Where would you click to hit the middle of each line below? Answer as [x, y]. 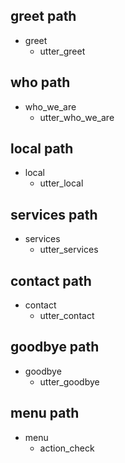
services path [54, 214]
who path [40, 82]
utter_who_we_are [77, 117]
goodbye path [55, 347]
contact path [51, 280]
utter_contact [67, 316]
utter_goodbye [69, 381]
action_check [67, 448]
